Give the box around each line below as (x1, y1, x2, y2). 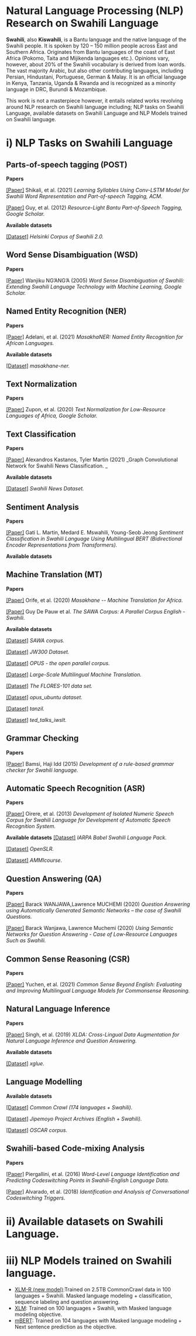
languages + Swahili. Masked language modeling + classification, (14, 1292, 173, 1299)
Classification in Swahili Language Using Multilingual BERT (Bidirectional (6, 535, 183, 542)
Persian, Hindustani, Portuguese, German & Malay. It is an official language (6, 73, 187, 80)
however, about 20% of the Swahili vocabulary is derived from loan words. (6, 60, 186, 68)
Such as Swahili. (6, 937, 46, 944)
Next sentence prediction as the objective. (14, 1323, 117, 1330)
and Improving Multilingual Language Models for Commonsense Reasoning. (6, 987, 190, 994)
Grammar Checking (6, 734, 79, 744)
